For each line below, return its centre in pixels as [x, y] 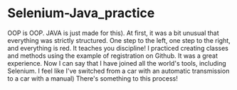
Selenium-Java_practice [81, 13]
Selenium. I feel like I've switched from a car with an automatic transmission [118, 71]
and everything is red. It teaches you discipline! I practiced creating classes [118, 48]
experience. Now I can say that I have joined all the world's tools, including [117, 63]
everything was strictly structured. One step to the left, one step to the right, [119, 40]
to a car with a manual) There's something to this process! [93, 78]
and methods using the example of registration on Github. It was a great [113, 56]
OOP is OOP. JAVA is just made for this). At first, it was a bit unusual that [113, 33]
